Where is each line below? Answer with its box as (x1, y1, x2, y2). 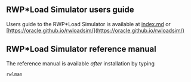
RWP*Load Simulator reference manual (6, 44, 156, 54)
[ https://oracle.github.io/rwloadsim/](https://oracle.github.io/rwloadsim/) (6, 27, 185, 34)
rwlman (6, 71, 23, 77)
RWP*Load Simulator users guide (6, 5, 134, 15)
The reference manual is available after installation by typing (6, 59, 155, 67)
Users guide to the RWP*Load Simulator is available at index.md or (6, 20, 171, 27)
